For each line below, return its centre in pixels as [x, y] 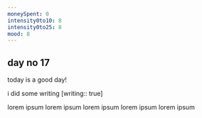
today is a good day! [37, 80]
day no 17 [28, 62]
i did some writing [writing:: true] [55, 94]
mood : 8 [19, 34]
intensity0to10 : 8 [34, 21]
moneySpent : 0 [28, 14]
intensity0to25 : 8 [34, 27]
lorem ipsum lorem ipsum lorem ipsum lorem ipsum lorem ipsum [101, 107]
